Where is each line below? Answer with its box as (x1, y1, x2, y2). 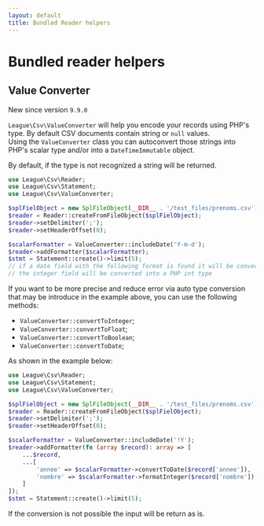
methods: (8, 300, 39, 310)
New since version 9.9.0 (8, 105, 88, 114)
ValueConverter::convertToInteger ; (19, 316, 135, 325)
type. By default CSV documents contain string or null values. (8, 128, 211, 138)
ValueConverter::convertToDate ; (19, 341, 124, 350)
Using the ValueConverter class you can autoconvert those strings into (8, 137, 236, 146)
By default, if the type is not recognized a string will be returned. (8, 160, 217, 170)
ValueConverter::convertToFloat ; (19, 324, 128, 333)
